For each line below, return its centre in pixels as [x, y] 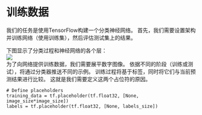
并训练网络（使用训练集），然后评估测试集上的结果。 [71, 37]
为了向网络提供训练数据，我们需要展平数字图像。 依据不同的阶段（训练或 [97, 64]
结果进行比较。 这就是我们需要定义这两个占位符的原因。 [81, 79]
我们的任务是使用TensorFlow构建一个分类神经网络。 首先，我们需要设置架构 [101, 30]
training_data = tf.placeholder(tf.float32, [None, [73, 96]
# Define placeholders [35, 90]
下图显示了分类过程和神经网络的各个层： [57, 50]
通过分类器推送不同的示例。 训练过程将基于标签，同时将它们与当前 [107, 71]
